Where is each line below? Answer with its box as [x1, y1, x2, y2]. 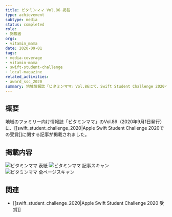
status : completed [5, 22, 45, 27]
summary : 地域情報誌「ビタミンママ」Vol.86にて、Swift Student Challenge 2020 [5, 84, 165, 89]
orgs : [5, 36, 17, 42]
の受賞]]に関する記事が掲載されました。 [5, 131, 90, 137]
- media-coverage [5, 55, 42, 61]
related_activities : [5, 74, 50, 80]
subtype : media [5, 17, 38, 22]
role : [5, 27, 17, 32]
